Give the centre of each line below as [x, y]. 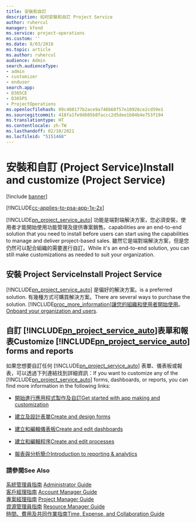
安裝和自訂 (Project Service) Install [90, 167]
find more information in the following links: [58, 386]
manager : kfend [25, 28]
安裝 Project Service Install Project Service [84, 275]
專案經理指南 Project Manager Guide [50, 499]
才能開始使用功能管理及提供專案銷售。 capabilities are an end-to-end [99, 227]
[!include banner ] [27, 196]
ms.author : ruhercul [31, 55]
